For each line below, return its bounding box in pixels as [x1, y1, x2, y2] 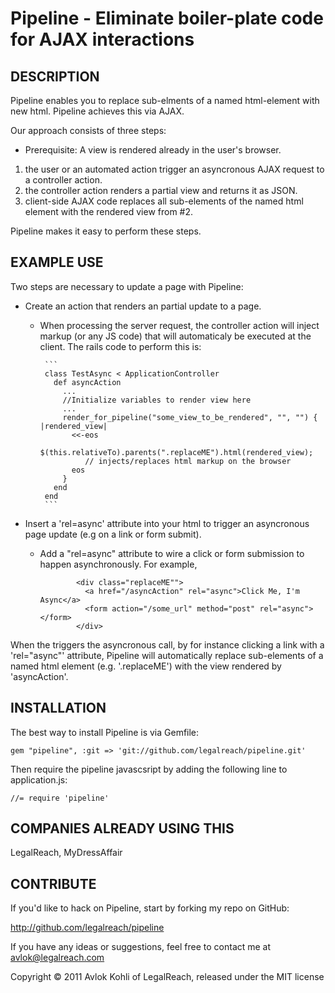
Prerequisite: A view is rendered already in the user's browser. [24, 144, 282, 156]
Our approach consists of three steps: [10, 125, 167, 136]
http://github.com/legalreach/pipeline [10, 922, 165, 934]
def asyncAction [53, 377, 122, 387]
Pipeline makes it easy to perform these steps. [10, 225, 202, 237]
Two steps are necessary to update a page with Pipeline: [10, 280, 244, 292]
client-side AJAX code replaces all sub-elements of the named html [24, 195, 304, 207]
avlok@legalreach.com [10, 952, 105, 964]
